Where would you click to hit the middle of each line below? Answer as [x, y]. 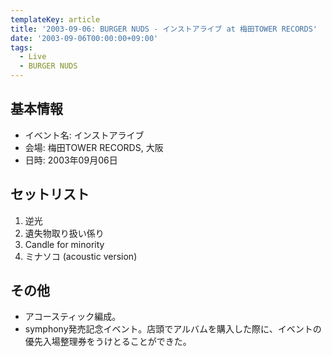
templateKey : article [55, 19]
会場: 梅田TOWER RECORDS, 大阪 [94, 147]
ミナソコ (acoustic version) [81, 256]
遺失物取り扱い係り [64, 233]
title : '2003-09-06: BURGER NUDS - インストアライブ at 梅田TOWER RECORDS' [164, 29]
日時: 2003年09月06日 [71, 160]
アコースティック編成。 [73, 317]
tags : [21, 47]
